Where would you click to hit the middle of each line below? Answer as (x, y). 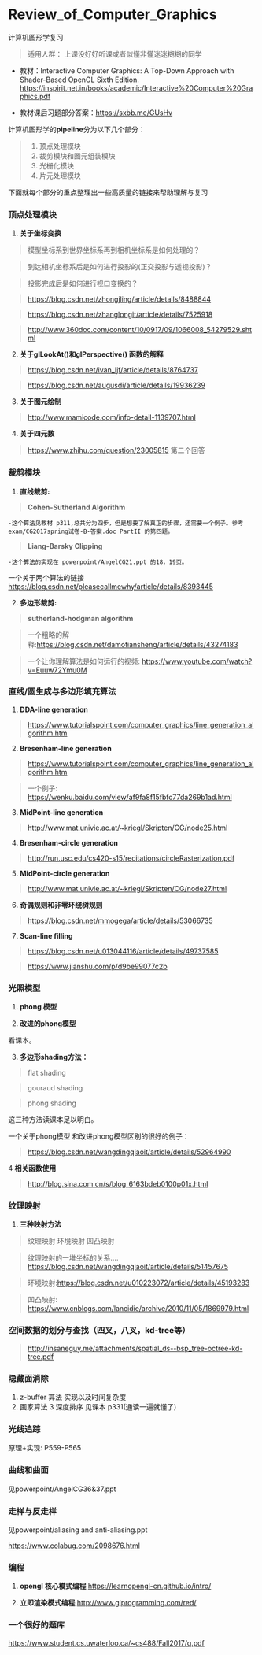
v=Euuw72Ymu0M (57, 670)
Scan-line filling (46, 935)
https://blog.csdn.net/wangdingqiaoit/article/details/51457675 (128, 1267)
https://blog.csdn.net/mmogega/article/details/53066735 (120, 920)
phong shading (52, 1103)
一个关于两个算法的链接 (46, 577)
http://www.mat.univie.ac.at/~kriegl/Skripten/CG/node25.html (127, 827)
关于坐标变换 (40, 233)
